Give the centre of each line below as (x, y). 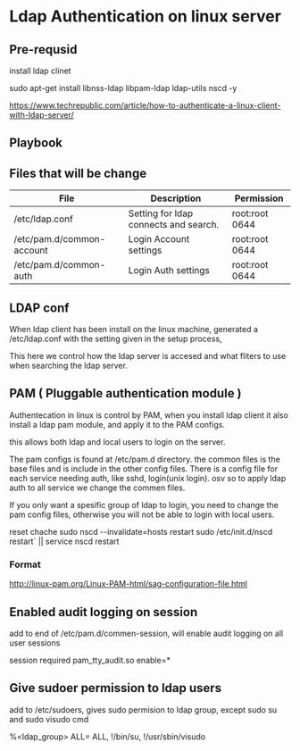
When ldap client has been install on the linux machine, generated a (134, 330)
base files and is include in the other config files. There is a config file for (144, 468)
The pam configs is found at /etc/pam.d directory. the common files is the (145, 459)
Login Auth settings (169, 271)
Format (25, 564)
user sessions (35, 643)
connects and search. (174, 225)
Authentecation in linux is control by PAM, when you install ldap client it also (149, 415)
